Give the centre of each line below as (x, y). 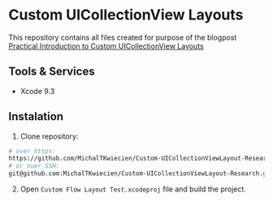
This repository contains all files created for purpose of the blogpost (123, 37)
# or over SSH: (34, 166)
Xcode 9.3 (37, 91)
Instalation (36, 116)
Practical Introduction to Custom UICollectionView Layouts (106, 45)
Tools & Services (52, 72)
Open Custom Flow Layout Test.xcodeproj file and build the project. (133, 189)
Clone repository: (49, 136)
